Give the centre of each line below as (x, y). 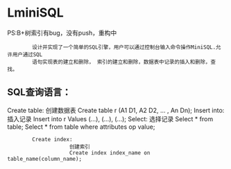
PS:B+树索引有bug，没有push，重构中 (62, 33)
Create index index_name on (110, 153)
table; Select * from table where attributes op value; (81, 127)
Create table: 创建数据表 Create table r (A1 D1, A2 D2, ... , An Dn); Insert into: (116, 110)
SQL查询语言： (39, 92)
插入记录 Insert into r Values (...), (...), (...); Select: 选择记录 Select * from (110, 118)
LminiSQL (35, 13)
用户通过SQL (27, 54)
